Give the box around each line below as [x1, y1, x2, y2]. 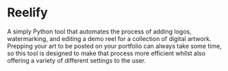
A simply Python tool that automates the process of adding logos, [7, 27, 192, 35]
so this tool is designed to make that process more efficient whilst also [7, 49, 206, 57]
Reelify [7, 5, 48, 20]
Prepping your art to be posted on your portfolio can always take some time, [7, 42, 223, 50]
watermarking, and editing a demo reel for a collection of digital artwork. [7, 34, 212, 42]
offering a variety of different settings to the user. [7, 56, 146, 64]
